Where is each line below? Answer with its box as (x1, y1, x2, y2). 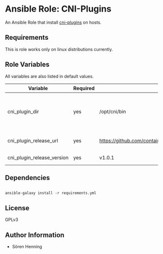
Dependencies (5, 174, 50, 182)
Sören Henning (12, 244, 42, 249)
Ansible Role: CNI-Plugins (5, 3, 112, 15)
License (5, 204, 30, 212)
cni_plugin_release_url (7, 137, 58, 144)
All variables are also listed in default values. (5, 73, 94, 79)
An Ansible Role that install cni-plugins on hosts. (5, 19, 102, 25)
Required (73, 85, 95, 92)
